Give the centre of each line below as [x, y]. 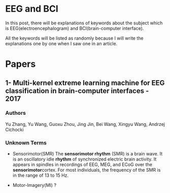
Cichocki [14, 130]
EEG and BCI [32, 9]
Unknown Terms [26, 143]
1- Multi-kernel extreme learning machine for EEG [85, 83]
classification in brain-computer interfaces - [77, 91]
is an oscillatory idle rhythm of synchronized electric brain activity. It [84, 159]
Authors [16, 113]
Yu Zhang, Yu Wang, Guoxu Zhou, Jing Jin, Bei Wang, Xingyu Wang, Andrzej [85, 124]
